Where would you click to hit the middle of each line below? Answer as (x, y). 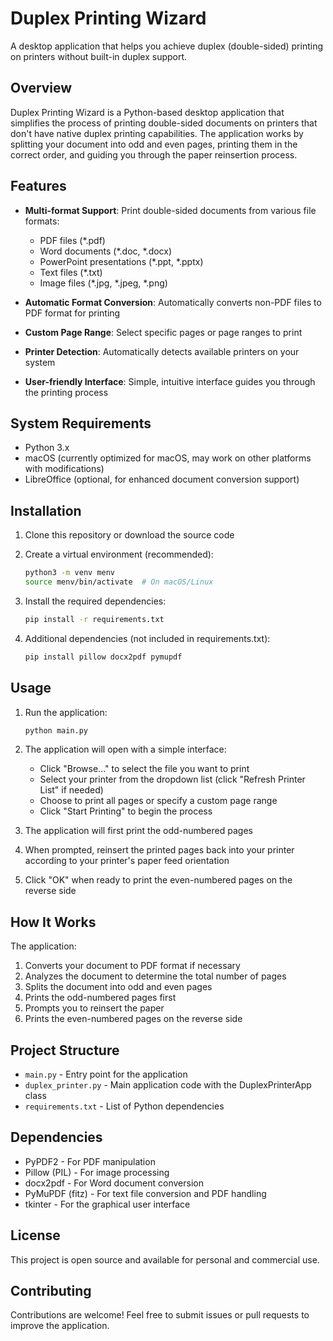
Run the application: (66, 712)
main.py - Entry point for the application (106, 1074)
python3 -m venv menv (70, 573)
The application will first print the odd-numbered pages (138, 831)
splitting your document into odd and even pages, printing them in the (154, 144)
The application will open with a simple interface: (125, 749)
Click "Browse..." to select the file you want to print (144, 769)
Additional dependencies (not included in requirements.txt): (147, 638)
